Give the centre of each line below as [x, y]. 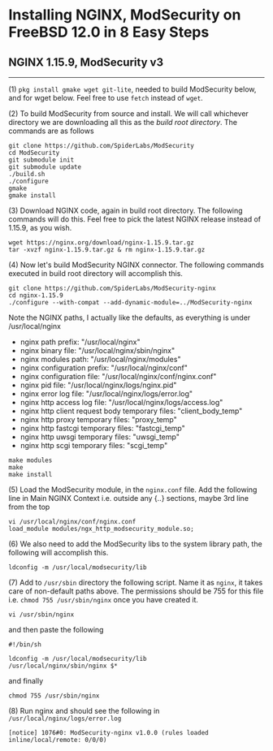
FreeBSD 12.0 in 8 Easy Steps [109, 32]
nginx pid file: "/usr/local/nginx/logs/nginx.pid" [98, 385]
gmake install [32, 196]
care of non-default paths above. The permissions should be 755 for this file [136, 591]
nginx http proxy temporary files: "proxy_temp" [98, 419]
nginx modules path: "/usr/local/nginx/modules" [100, 359]
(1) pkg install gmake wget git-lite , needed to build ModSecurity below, [132, 89]
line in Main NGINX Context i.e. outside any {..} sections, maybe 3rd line [129, 498]
